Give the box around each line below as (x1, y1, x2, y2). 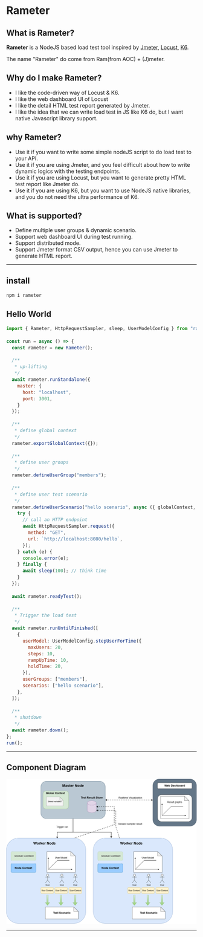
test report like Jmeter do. (14, 180, 80, 187)
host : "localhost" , (22, 389, 71, 395)
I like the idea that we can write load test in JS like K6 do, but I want (14, 108, 184, 115)
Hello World (6, 309, 51, 319)
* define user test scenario (14, 491, 88, 498)
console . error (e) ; (22, 555, 69, 561)
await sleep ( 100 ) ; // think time (22, 568, 107, 574)
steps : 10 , (28, 650, 56, 657)
